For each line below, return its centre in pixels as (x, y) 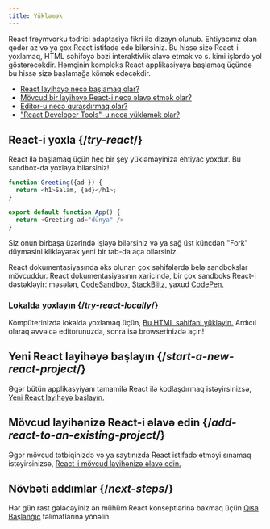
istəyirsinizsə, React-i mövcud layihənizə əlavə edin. (95, 463)
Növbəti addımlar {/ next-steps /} (91, 489)
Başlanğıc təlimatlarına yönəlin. (60, 517)
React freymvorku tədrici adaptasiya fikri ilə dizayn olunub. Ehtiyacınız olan (133, 39)
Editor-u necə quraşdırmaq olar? (74, 106)
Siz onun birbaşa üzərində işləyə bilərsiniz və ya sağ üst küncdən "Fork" (128, 242)
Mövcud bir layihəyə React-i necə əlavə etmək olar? (106, 97)
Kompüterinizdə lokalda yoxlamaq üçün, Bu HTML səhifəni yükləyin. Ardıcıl (132, 322)
